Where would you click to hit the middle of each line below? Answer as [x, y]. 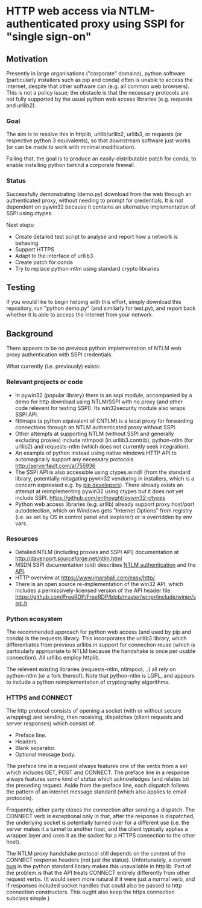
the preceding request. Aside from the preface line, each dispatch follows [98, 786]
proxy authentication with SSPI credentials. [60, 355]
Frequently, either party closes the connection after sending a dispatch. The [101, 810]
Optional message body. [45, 754]
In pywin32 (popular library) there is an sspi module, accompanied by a [103, 395]
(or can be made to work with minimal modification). [71, 147]
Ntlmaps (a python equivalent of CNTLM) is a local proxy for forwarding [104, 421]
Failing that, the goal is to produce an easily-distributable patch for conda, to [101, 159]
